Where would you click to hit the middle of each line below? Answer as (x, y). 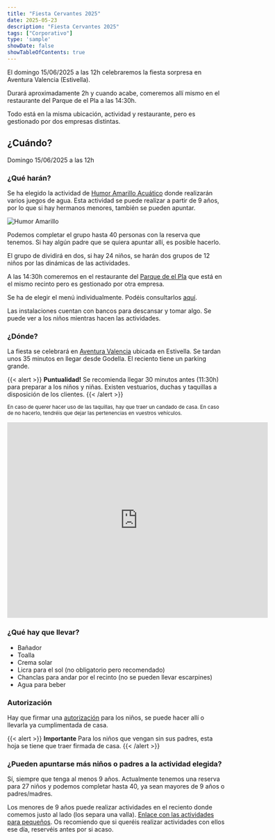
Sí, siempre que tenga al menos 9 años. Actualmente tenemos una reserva (114, 779)
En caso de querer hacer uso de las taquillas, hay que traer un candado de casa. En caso (113, 407)
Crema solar (35, 662)
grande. (18, 366)
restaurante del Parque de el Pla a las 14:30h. (72, 100)
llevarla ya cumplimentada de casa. (58, 725)
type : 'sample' (29, 40)
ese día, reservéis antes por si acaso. (60, 830)
